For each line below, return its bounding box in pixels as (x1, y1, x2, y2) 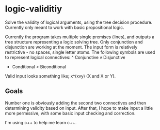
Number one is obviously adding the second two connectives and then (5, 100, 146, 106)
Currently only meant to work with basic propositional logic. (5, 24, 125, 30)
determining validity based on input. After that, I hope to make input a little (5, 105, 153, 111)
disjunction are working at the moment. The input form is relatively (5, 44, 138, 50)
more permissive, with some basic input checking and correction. (5, 110, 136, 116)
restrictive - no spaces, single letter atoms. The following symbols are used (5, 49, 156, 55)
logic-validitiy (5, 3, 62, 14)
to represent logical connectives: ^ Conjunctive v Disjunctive (5, 54, 126, 60)
